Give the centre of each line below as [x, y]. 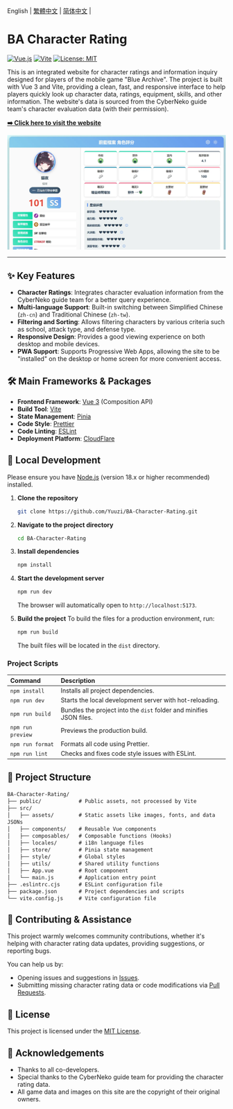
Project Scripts [33, 663]
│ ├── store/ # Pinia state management [80, 849]
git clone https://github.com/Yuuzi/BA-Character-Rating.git [107, 511]
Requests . [32, 992]
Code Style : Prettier [46, 423]
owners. [29, 1099]
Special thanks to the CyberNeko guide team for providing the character [120, 1077]
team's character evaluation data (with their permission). [88, 109]
